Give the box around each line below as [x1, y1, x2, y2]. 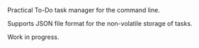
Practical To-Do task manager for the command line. [7, 6, 161, 14]
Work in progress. [7, 33, 59, 41]
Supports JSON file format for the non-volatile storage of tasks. [7, 19, 193, 27]
